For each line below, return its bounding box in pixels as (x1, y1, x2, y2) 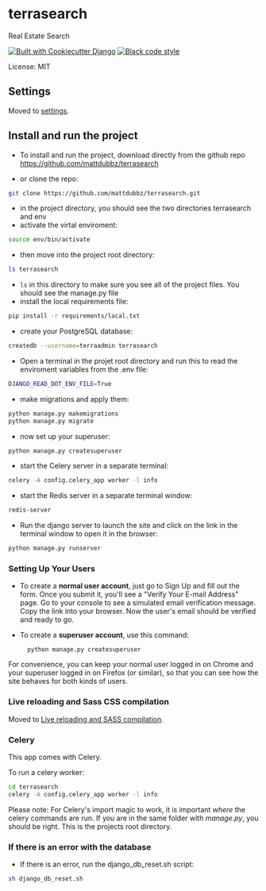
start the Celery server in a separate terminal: (19, 461, 169, 471)
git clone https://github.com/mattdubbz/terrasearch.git (8, 189, 201, 197)
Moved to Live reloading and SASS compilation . (8, 714, 164, 723)
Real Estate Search (8, 31, 70, 40)
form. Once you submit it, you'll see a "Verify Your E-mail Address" (19, 589, 239, 600)
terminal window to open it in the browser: (19, 529, 158, 538)
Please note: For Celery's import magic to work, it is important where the (8, 804, 246, 814)
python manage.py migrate (8, 417, 94, 425)
